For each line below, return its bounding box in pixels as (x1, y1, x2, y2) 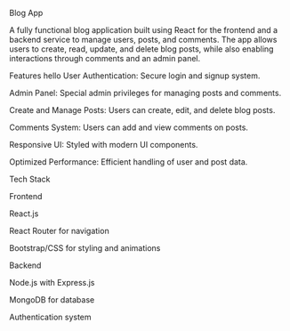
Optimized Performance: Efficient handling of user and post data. (9, 157, 248, 167)
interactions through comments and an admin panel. (9, 53, 201, 63)
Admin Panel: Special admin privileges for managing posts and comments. (9, 88, 282, 98)
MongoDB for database (9, 295, 95, 305)
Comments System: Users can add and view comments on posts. (9, 122, 249, 133)
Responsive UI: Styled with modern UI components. (9, 140, 198, 149)
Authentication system (9, 311, 92, 322)
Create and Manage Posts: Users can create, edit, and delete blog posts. (9, 105, 276, 115)
